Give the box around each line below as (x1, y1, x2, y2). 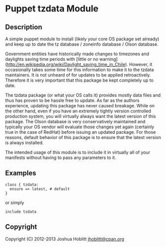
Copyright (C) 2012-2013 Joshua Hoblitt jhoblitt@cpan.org (5, 236, 124, 242)
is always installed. (5, 140, 44, 146)
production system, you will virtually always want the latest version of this (5, 113, 156, 119)
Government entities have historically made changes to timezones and (5, 51, 149, 57)
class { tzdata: (5, 182, 39, 187)
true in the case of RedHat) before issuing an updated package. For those (5, 129, 156, 135)
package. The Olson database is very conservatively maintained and (5, 119, 146, 124)
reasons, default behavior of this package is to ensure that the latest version (5, 135, 162, 140)
